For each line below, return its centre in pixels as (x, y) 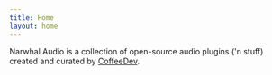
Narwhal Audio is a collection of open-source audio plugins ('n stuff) (136, 51)
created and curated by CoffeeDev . (75, 61)
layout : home (34, 26)
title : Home (32, 17)
